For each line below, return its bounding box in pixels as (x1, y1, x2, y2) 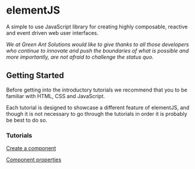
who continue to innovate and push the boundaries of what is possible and (6, 47, 189, 54)
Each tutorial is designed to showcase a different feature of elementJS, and (6, 104, 190, 111)
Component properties (6, 156, 61, 163)
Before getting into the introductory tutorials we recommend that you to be (6, 86, 188, 93)
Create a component (6, 145, 56, 152)
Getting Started (6, 70, 64, 80)
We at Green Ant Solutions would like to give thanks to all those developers (6, 41, 189, 48)
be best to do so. (6, 116, 47, 123)
